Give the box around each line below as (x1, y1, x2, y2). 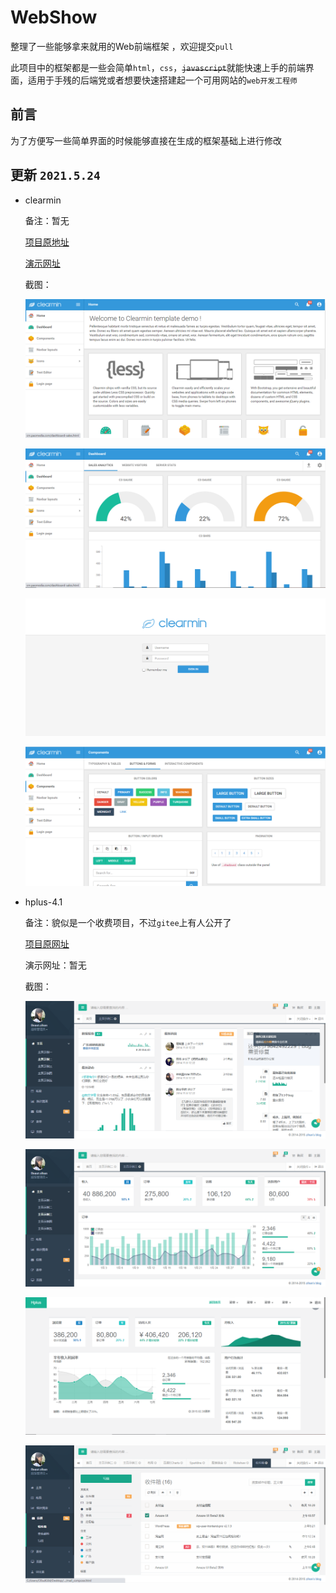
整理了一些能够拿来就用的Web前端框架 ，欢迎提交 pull (10, 40, 234, 52)
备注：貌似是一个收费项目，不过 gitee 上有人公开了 (24, 917, 232, 929)
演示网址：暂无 (24, 959, 87, 971)
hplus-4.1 (24, 896, 63, 908)
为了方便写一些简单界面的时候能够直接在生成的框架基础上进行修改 (10, 134, 282, 146)
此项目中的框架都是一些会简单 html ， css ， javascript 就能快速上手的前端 (10, 61, 306, 73)
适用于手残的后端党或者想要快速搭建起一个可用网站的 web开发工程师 (27, 74, 298, 86)
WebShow (10, 6, 98, 29)
